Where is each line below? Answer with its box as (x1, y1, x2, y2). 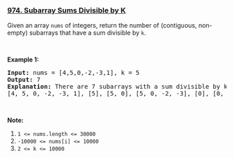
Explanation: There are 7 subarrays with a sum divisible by (7, 82, 221, 91)
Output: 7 (7, 76, 40, 84)
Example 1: (7, 55, 40, 64)
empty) (7, 28, 28, 37)
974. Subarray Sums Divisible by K (7, 6, 127, 15)
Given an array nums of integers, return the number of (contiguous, (7, 21, 197, 30)
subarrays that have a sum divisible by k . (29, 28, 146, 37)
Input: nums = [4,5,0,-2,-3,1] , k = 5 (7, 69, 140, 77)
